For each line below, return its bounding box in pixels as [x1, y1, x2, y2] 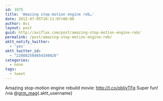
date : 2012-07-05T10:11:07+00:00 [5, 16, 75, 21]
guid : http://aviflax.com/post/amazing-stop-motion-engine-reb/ [5, 30, 141, 35]
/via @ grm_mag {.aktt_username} [5, 90, 73, 96]
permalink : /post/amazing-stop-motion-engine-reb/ [5, 35, 112, 40]
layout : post [5, 26, 32, 31]
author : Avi [5, 21, 30, 26]
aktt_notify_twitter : [5, 39, 50, 44]
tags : [5, 67, 16, 72]
